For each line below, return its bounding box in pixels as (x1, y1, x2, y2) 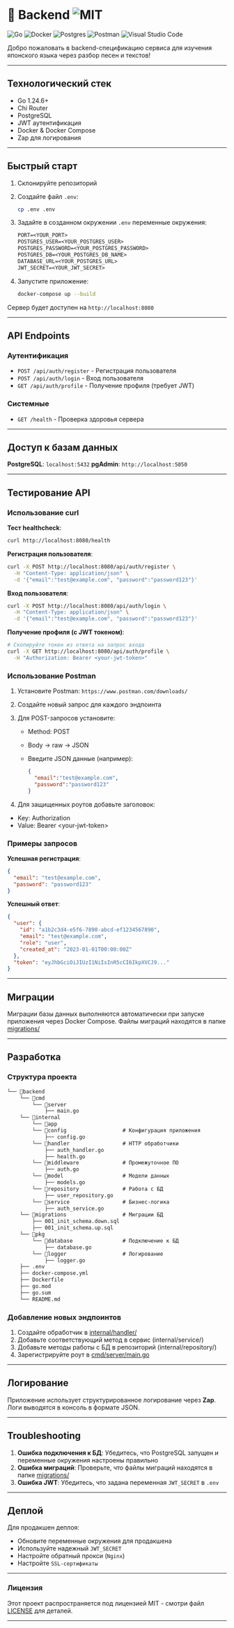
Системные (7, 399, 49, 408)
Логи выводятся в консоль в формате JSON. (7, 1403, 140, 1412)
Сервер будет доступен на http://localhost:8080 (7, 303, 155, 311)
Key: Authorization (17, 813, 71, 822)
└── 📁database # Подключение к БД (32, 1237, 179, 1244)
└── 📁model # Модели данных (32, 1173, 170, 1180)
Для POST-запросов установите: (17, 714, 116, 723)
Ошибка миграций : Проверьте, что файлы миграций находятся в (17, 1463, 213, 1472)
